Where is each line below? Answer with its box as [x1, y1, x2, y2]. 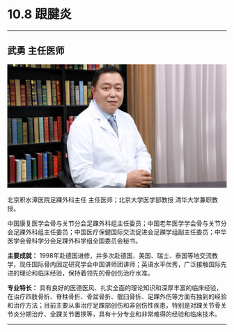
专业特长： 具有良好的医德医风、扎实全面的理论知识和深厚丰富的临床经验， [7, 284, 223, 292]
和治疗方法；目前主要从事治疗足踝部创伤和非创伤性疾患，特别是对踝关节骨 [7, 301, 221, 310]
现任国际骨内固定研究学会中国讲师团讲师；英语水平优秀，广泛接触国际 [19, 260, 221, 269]
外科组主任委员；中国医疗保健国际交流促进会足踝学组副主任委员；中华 [25, 228, 227, 236]
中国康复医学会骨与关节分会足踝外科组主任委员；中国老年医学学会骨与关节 [7, 219, 221, 227]
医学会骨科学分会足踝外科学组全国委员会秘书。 [7, 236, 141, 245]
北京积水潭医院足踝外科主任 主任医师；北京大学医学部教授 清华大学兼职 [7, 196, 212, 204]
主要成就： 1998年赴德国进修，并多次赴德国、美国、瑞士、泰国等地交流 [7, 252, 212, 260]
